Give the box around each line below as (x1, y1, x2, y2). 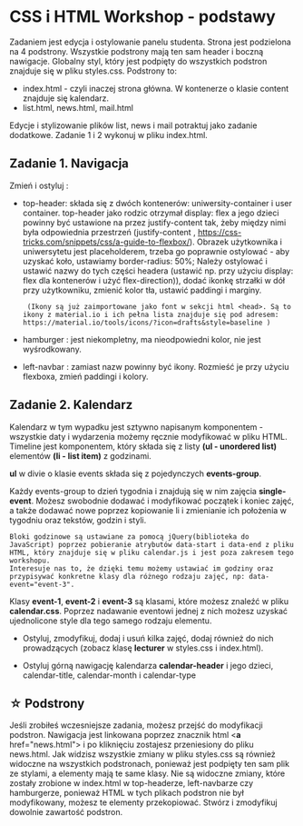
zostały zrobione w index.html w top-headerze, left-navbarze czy (9, 778, 254, 789)
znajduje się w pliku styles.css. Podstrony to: (9, 65, 178, 76)
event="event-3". (9, 580, 75, 589)
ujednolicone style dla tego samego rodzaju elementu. (9, 615, 212, 626)
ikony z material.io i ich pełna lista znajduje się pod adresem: (22, 310, 279, 319)
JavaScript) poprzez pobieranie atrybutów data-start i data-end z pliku (9, 540, 295, 549)
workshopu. (9, 556, 51, 565)
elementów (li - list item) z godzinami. (9, 450, 151, 461)
